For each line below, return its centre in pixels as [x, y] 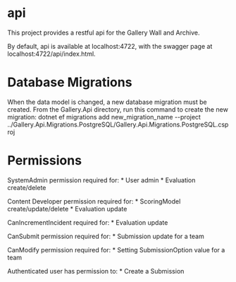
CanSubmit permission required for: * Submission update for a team [106, 236]
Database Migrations [70, 82]
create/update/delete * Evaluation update [67, 208]
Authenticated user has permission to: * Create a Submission [96, 271]
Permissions [45, 161]
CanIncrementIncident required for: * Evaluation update [88, 222]
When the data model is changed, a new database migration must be [107, 102]
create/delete [27, 187]
